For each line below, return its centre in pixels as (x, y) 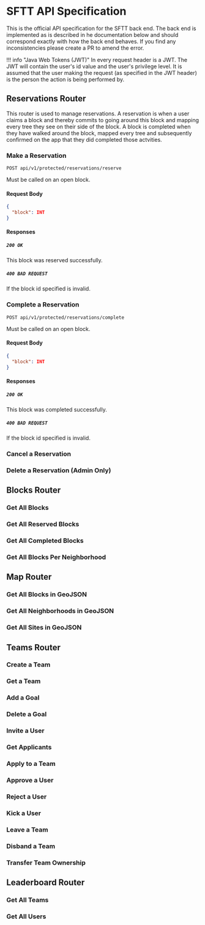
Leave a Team (27, 829)
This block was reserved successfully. (54, 260)
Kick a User (24, 813)
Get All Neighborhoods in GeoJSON (60, 611)
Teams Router (34, 647)
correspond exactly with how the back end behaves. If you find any (91, 41)
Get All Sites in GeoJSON (44, 628)
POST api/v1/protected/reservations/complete (65, 318)
